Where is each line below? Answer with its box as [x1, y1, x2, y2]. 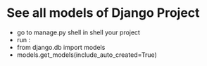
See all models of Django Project [6, 5, 200, 21]
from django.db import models [16, 43, 106, 51]
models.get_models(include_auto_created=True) [16, 51, 158, 59]
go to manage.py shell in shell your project [16, 28, 140, 37]
